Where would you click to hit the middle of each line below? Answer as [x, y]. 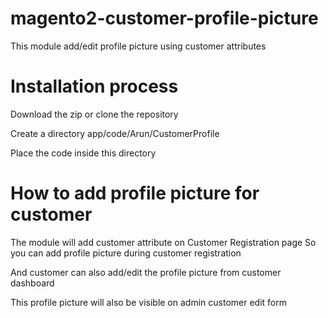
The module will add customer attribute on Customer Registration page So [163, 242]
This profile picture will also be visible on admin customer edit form [148, 302]
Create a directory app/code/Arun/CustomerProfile [115, 133]
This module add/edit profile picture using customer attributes [138, 46]
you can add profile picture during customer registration [126, 253]
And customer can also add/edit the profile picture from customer [146, 272]
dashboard [32, 283]
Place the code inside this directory [83, 153]
